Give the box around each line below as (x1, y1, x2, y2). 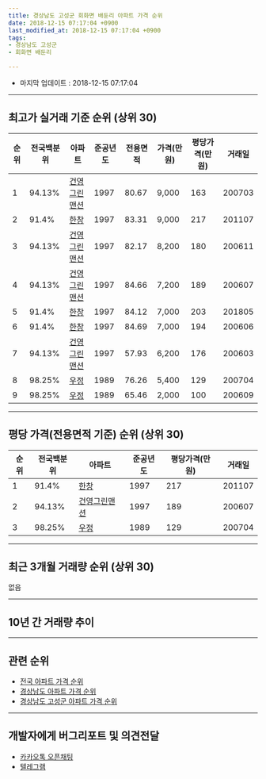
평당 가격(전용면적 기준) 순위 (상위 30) (8, 428, 184, 441)
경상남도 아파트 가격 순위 (19, 687, 97, 696)
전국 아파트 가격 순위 (19, 677, 84, 686)
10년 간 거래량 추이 (8, 616, 95, 629)
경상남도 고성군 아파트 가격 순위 (19, 696, 117, 706)
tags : (8, 33, 26, 42)
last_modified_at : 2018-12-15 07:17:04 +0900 (8, 26, 161, 34)
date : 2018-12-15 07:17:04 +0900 (8, 19, 119, 27)
